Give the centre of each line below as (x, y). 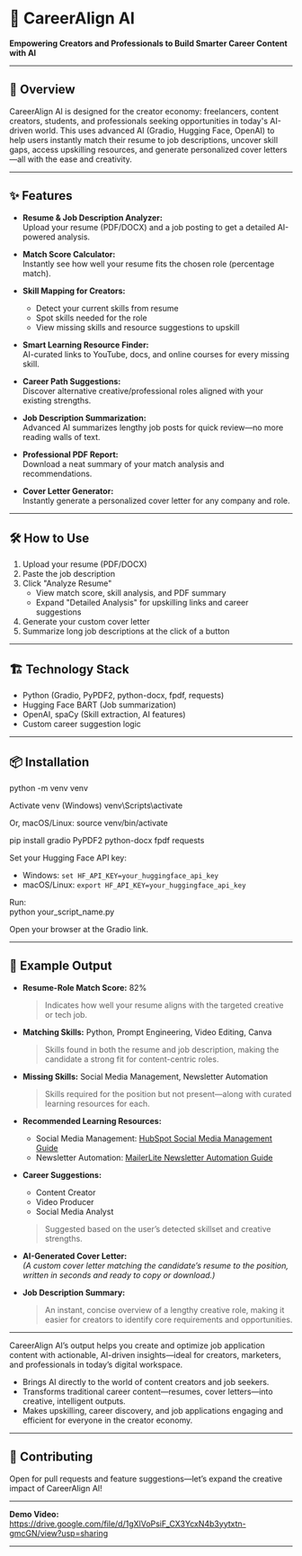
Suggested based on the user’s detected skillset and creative (158, 1228)
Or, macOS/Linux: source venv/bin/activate (89, 823)
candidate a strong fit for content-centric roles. (132, 1059)
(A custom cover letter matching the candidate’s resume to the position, (155, 1265)
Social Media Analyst (75, 1211)
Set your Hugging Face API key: (68, 858)
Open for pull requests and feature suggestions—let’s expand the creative (146, 1479)
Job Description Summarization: (84, 418)
